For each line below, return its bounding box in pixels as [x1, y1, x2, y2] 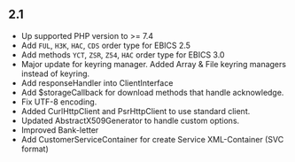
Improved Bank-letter [20, 124, 99, 135]
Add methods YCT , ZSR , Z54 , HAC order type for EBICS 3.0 [20, 49, 225, 60]
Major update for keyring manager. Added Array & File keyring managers [20, 58, 287, 69]
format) [20, 143, 50, 154]
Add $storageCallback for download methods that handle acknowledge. [20, 87, 284, 97]
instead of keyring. [20, 68, 90, 79]
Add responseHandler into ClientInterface [20, 77, 174, 88]
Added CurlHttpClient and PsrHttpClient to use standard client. [20, 105, 251, 116]
